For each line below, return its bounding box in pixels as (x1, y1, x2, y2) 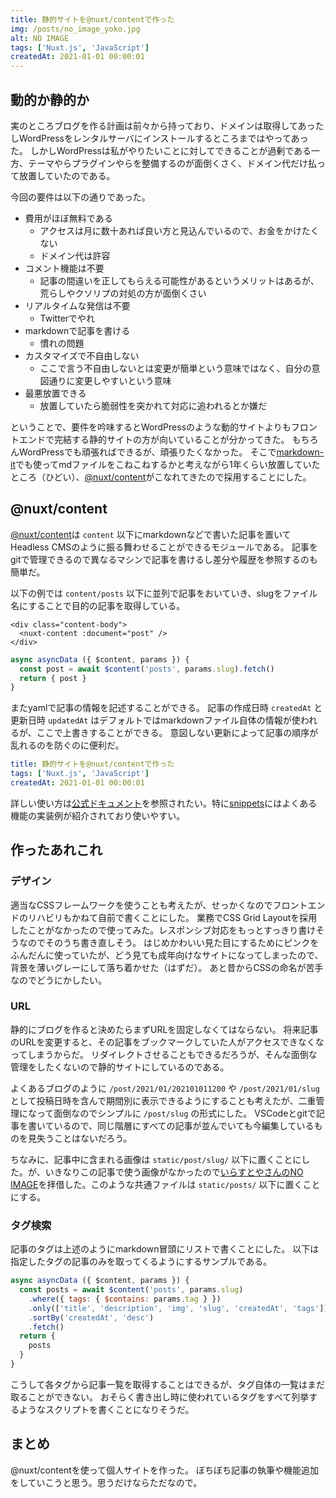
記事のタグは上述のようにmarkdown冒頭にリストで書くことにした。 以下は (10, 1243, 320, 1255)
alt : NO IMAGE (10, 33, 70, 43)
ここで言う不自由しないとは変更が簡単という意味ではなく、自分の (39, 362, 312, 374)
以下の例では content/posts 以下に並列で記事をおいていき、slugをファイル (10, 587, 318, 599)
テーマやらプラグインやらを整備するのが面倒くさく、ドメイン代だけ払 (27, 157, 317, 169)
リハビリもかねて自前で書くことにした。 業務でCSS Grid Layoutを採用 (27, 911, 318, 923)
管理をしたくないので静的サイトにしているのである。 (10, 1061, 230, 1073)
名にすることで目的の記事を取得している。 (10, 599, 186, 611)
